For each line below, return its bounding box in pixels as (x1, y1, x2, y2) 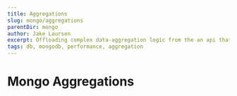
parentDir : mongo (7, 23, 59, 30)
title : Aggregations (7, 10, 68, 18)
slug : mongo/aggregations (7, 17, 83, 24)
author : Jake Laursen (7, 30, 71, 37)
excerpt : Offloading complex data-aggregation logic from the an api (7, 37, 217, 44)
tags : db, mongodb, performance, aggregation (7, 43, 143, 50)
